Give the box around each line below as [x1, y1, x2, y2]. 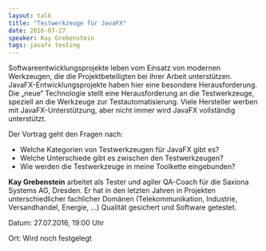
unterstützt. [8, 114, 46, 124]
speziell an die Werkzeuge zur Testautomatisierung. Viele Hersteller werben [8, 97, 258, 107]
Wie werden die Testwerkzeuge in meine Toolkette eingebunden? [19, 162, 236, 171]
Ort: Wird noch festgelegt [8, 233, 92, 243]
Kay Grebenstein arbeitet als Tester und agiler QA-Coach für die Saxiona [8, 177, 249, 187]
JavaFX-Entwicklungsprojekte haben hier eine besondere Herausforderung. [8, 80, 258, 90]
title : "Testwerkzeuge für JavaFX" [8, 19, 127, 27]
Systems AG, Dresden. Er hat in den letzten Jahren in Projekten [8, 186, 216, 195]
